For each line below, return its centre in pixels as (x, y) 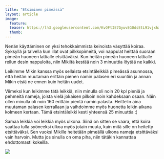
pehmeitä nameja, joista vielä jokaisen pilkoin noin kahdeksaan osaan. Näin (81, 96)
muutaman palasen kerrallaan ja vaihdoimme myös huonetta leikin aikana (79, 107)
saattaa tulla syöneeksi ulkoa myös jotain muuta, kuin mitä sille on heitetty (79, 127)
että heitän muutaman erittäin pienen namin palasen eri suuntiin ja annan (78, 77)
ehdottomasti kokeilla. (27, 142)
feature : (18, 23)
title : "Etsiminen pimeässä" (35, 10)
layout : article (21, 14)
